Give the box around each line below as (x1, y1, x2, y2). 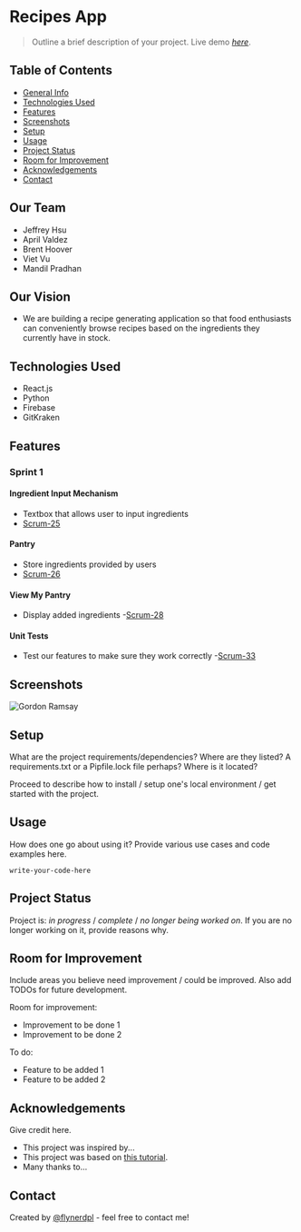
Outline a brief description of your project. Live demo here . (31, 36, 251, 47)
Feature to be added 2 (22, 1074, 106, 1085)
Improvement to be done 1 (22, 1019, 121, 1030)
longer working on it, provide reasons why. (9, 924, 170, 935)
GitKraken (22, 412, 61, 423)
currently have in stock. (22, 333, 112, 343)
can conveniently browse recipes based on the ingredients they (22, 323, 260, 333)
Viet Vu (22, 253, 51, 264)
